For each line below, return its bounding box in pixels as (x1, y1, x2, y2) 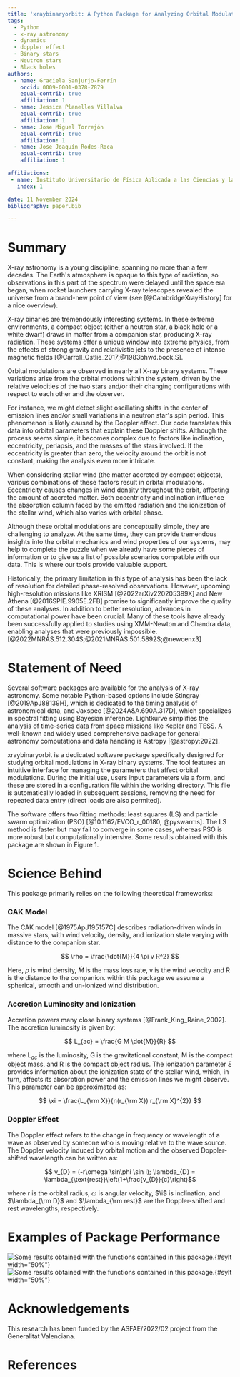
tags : (7, 17, 24, 24)
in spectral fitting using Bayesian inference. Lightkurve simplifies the (7, 714, 209, 723)
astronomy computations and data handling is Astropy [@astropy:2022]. (7, 737, 220, 746)
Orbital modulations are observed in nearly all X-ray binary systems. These (7, 367, 228, 375)
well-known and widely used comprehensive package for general (7, 729, 200, 738)
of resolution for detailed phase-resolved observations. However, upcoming (7, 582, 231, 591)
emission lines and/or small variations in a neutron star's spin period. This (7, 411, 224, 420)
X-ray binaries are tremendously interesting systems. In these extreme (7, 315, 214, 324)
